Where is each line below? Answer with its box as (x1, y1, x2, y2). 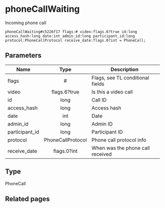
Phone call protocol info (91, 137, 146, 143)
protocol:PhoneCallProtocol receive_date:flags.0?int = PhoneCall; (5, 38, 146, 43)
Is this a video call (91, 88, 133, 95)
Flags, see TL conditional (91, 74, 149, 81)
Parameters (5, 51, 42, 60)
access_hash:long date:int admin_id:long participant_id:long (5, 34, 135, 38)
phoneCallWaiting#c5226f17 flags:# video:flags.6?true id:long (5, 29, 137, 34)
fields (91, 80, 105, 87)
